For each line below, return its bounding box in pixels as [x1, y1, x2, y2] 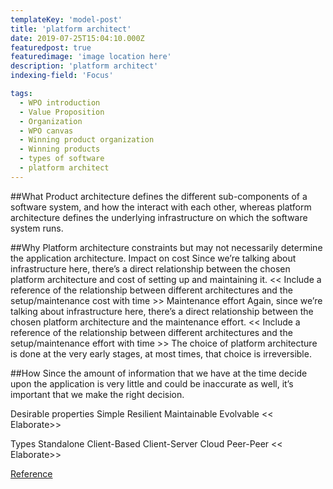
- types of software [19, 154, 105, 164]
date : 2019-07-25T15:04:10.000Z [10, 33, 145, 43]
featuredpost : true [10, 42, 92, 53]
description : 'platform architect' [10, 61, 159, 71]
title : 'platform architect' [10, 24, 132, 34]
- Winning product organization [19, 135, 155, 145]
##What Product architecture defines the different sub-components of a [10, 190, 308, 202]
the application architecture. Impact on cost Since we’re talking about [10, 252, 297, 264]
